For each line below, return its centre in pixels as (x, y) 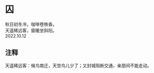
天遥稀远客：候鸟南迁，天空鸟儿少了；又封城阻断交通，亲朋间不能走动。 (78, 65)
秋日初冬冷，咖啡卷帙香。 (31, 24)
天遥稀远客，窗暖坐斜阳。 (31, 30)
